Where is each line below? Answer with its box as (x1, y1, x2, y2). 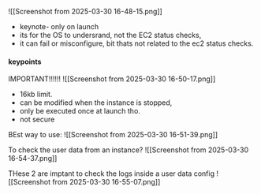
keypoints (8, 57, 42, 66)
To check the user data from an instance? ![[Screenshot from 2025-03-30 (8, 145, 249, 155)
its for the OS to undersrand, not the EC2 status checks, (19, 31, 202, 39)
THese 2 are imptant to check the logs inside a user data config (8, 169, 215, 178)
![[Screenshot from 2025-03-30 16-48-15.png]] (8, 7, 163, 16)
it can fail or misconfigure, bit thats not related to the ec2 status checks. (19, 39, 254, 48)
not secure (19, 114, 55, 125)
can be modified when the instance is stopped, (19, 98, 173, 107)
